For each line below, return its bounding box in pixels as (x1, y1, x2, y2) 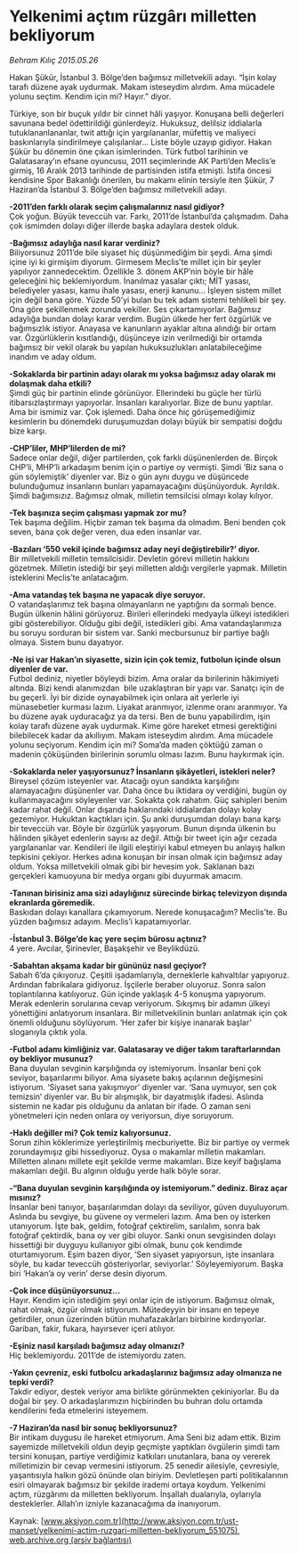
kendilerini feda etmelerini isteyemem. (9, 1405, 149, 1416)
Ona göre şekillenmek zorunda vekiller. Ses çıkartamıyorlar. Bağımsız (9, 303, 262, 314)
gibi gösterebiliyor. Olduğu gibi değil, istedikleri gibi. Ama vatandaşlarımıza (9, 617, 282, 628)
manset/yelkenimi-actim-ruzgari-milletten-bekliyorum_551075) (9, 1525, 238, 1535)
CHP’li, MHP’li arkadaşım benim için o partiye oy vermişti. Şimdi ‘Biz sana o (9, 461, 284, 472)
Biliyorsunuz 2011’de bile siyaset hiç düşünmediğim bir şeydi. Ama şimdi (9, 247, 273, 258)
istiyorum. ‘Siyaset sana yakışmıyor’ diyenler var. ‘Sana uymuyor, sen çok (9, 1081, 278, 1092)
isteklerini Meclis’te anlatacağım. (9, 572, 129, 583)
